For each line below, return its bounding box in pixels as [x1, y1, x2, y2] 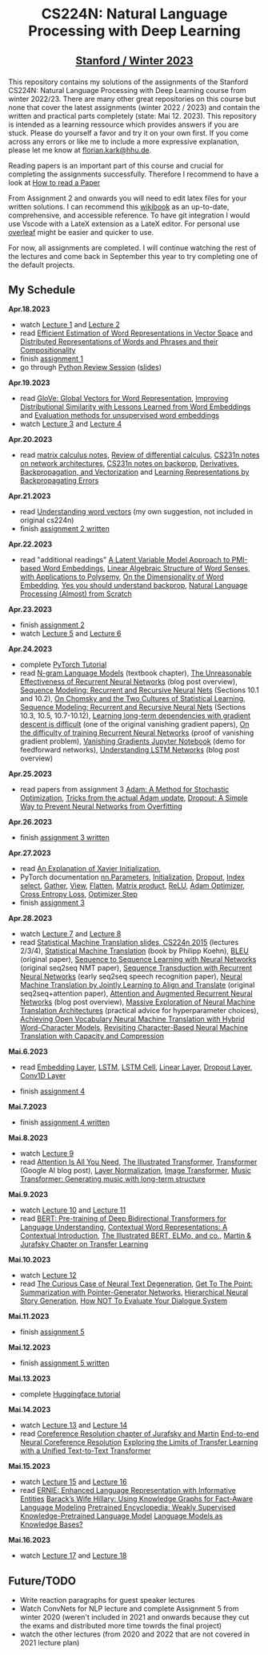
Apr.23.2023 [8, 605, 53, 615]
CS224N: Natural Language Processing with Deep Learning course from [8, 85, 246, 95]
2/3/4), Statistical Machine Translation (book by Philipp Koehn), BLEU [19, 946, 250, 955]
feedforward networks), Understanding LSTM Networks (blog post [19, 745, 240, 755]
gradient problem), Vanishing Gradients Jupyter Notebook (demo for [19, 736, 246, 746]
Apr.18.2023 [8, 304, 50, 314]
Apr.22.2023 [8, 539, 53, 550]
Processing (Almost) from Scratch [19, 589, 132, 598]
